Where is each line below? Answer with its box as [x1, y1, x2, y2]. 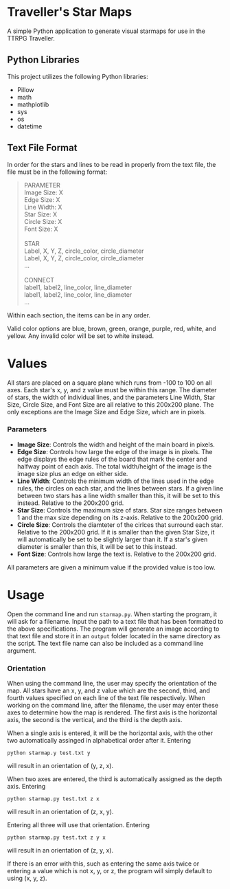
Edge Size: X [23, 195, 60, 203]
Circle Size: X [23, 217, 62, 225]
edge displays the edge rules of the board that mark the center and [16, 455, 207, 463]
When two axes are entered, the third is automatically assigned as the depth [7, 775, 222, 783]
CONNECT [23, 275, 55, 284]
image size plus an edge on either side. [16, 469, 128, 477]
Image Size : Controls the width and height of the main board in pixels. [16, 440, 215, 449]
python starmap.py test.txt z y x [7, 834, 106, 842]
